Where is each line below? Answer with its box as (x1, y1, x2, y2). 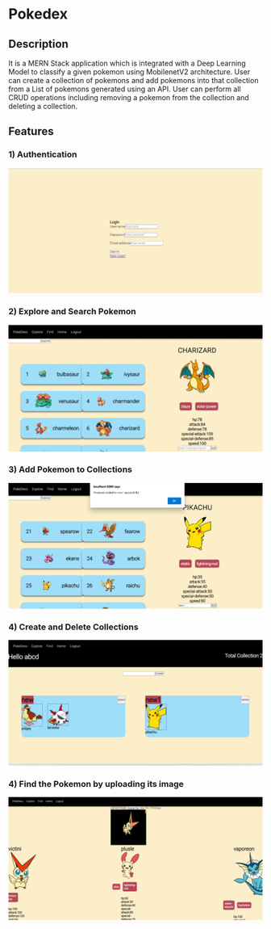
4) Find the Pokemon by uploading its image (8, 778, 184, 789)
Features (8, 124, 54, 138)
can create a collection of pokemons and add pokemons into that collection (8, 76, 259, 85)
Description (8, 37, 69, 51)
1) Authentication (8, 149, 77, 160)
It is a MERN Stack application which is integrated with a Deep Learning (8, 58, 246, 68)
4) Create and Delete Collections (8, 621, 139, 633)
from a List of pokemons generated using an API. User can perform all (8, 84, 241, 94)
